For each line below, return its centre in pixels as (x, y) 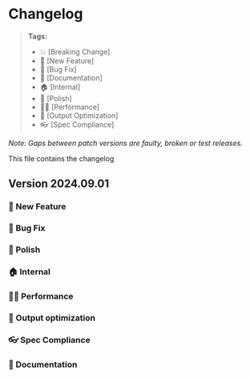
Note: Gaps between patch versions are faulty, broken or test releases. (125, 143)
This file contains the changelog (61, 158)
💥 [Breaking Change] (75, 51)
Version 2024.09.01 (59, 184)
